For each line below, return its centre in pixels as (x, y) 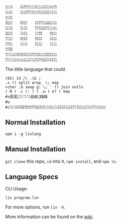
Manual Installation (36, 149)
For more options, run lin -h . (35, 207)
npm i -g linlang (23, 134)
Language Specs (32, 177)
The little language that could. (36, 69)
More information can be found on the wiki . (49, 217)
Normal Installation (35, 123)
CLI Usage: (17, 189)
